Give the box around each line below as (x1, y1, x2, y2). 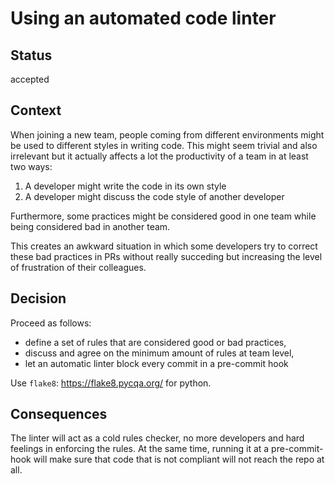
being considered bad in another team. (10, 220, 171, 232)
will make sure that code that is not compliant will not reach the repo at (33, 453, 325, 466)
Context (10, 102, 62, 119)
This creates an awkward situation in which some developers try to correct (10, 240, 318, 252)
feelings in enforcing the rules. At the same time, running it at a (10, 443, 270, 455)
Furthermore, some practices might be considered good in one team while (10, 210, 317, 222)
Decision (10, 290, 67, 307)
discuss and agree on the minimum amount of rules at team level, (24, 347, 295, 359)
